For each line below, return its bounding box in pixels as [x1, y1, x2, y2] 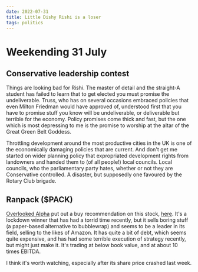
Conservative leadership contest [6, 69, 130, 79]
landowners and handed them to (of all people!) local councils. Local [6, 158, 173, 166]
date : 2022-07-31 [6, 8, 49, 15]
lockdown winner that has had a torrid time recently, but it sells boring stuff [6, 216, 189, 224]
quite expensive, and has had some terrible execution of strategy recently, [6, 235, 187, 242]
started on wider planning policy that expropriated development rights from [6, 152, 189, 160]
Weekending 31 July [6, 45, 107, 59]
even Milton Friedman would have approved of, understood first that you [6, 103, 181, 110]
